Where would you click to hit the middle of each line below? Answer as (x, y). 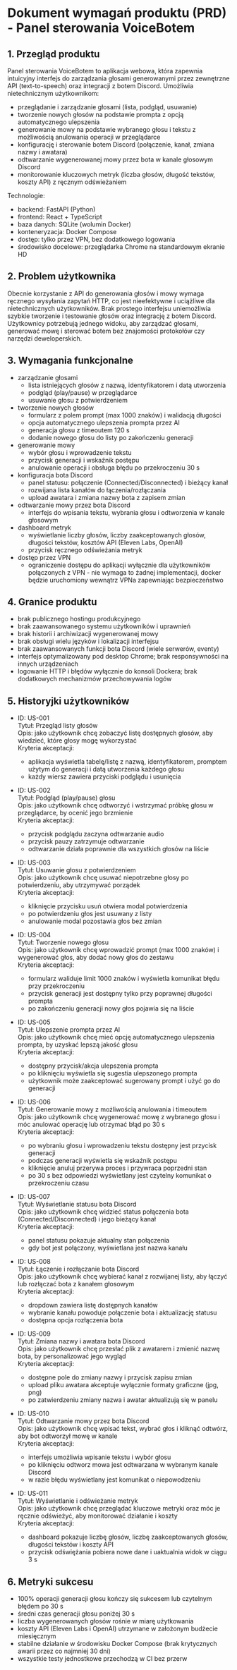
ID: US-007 (34, 1197)
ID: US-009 (34, 1334)
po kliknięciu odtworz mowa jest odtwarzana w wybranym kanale (123, 1465)
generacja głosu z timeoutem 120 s (79, 430)
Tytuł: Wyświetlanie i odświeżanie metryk (78, 1501)
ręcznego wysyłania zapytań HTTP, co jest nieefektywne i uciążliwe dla (111, 300)
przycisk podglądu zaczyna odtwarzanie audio (96, 834)
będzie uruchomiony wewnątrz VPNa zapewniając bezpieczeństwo (126, 580)
